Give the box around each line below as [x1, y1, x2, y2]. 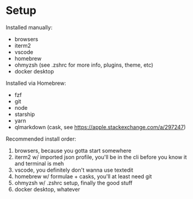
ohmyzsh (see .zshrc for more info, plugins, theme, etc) [14, 61, 154, 69]
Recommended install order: [5, 135, 76, 143]
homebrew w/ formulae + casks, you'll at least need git [14, 172, 152, 180]
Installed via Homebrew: [5, 79, 66, 87]
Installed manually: [5, 24, 53, 31]
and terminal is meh [14, 160, 64, 167]
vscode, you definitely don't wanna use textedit [14, 166, 134, 174]
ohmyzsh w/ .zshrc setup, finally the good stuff [14, 179, 133, 186]
